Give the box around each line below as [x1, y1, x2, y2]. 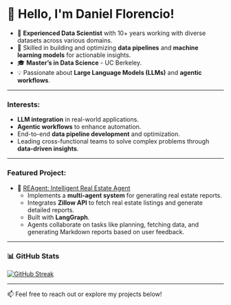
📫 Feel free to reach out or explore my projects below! [7, 290, 162, 298]
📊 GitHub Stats [7, 251, 60, 261]
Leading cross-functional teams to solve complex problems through [16, 137, 210, 146]
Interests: [7, 100, 41, 109]
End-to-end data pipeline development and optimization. [16, 130, 181, 138]
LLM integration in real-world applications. [16, 115, 139, 124]
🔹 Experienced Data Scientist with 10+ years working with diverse [16, 29, 206, 37]
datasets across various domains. [16, 36, 113, 44]
